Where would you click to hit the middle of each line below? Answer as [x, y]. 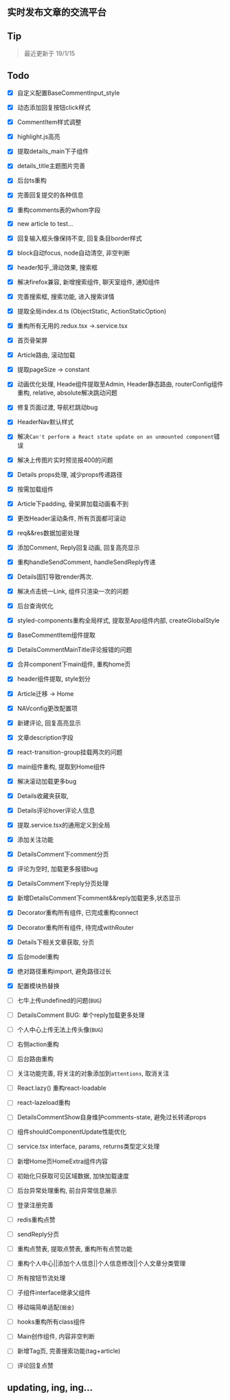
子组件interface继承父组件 [54, 1293]
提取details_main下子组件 [53, 151]
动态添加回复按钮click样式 [54, 108]
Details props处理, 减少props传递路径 [70, 474]
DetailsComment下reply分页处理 [62, 883]
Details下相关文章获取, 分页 [56, 942]
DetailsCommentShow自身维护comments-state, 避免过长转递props [112, 1117]
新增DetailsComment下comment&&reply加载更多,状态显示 [99, 898]
